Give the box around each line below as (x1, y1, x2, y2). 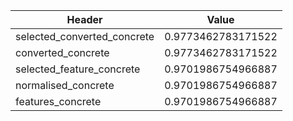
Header (66, 13, 103, 26)
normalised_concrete (15, 79, 115, 92)
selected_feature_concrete (15, 62, 141, 76)
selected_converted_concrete (15, 30, 155, 43)
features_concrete (15, 95, 102, 108)
